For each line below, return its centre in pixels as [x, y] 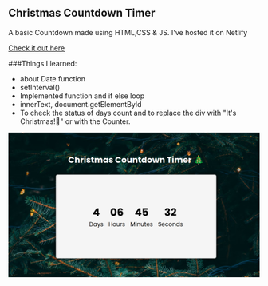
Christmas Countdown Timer [82, 13]
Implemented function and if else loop [82, 96]
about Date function [53, 78]
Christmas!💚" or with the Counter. [75, 121]
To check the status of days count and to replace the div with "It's [128, 113]
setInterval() [40, 87]
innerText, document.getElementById [81, 104]
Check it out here [37, 48]
